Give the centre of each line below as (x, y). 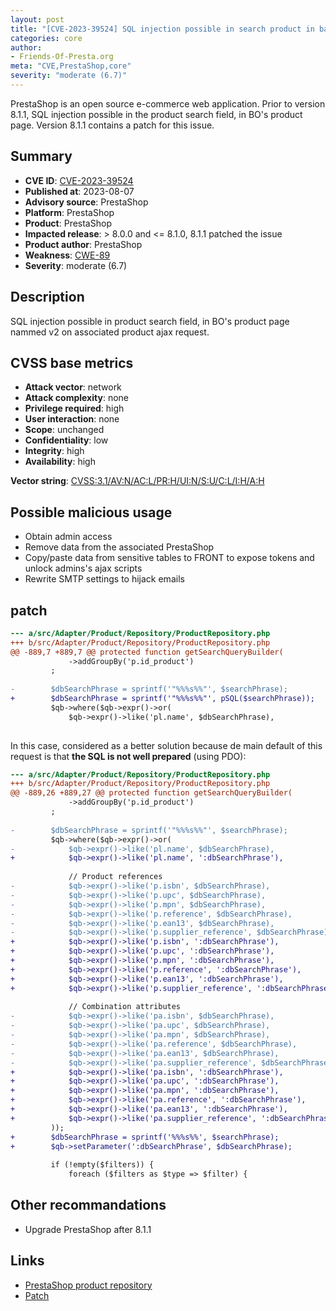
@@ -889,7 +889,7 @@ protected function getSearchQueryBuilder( (147, 652)
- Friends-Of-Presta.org (62, 57)
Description (47, 297)
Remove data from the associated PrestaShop (119, 547)
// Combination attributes (125, 1007)
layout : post (37, 19)
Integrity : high (54, 451)
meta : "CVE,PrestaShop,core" (71, 66)
